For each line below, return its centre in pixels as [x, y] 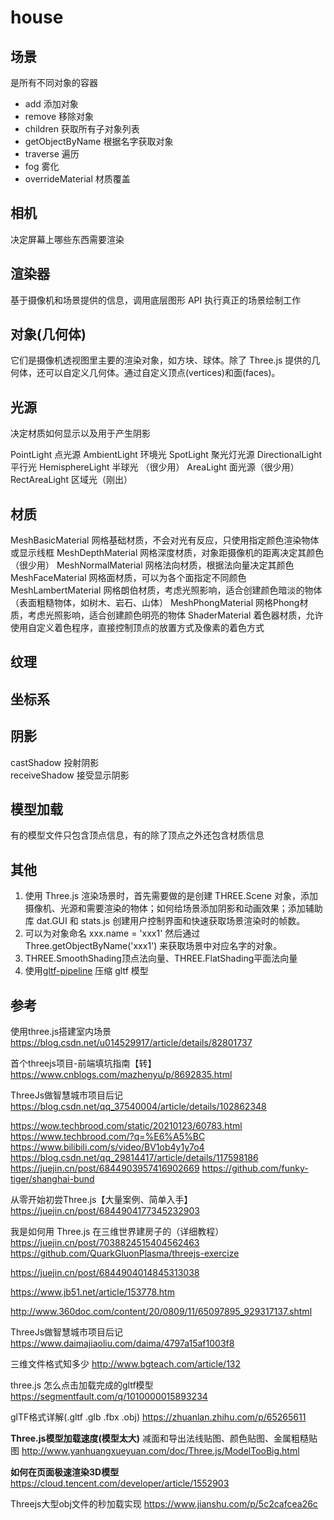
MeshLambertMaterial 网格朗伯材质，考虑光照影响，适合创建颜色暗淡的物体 [166, 590]
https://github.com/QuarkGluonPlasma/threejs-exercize [125, 1253]
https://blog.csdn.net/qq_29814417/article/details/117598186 [134, 1158]
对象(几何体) [48, 334]
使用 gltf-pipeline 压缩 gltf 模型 [86, 971]
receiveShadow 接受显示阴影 [70, 775]
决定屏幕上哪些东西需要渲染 [67, 239]
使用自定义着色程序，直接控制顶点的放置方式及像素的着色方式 [137, 628]
